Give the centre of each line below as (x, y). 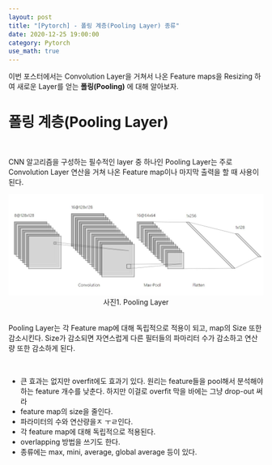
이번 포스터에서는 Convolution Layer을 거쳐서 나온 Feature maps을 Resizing (131, 76)
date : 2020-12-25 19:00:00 (54, 34)
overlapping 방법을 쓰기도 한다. (70, 442)
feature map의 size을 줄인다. (66, 412)
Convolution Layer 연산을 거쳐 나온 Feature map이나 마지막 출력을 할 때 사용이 (134, 172)
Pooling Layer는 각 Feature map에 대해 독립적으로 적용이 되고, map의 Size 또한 (135, 328)
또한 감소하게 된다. (46, 348)
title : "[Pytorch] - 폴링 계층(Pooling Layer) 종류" (94, 26)
